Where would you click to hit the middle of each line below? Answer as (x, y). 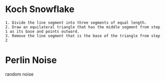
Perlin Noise (31, 60)
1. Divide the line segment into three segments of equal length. (76, 23)
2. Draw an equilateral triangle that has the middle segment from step (83, 27)
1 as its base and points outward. (42, 31)
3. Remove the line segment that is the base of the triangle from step (83, 36)
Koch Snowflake (40, 9)
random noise (20, 74)
